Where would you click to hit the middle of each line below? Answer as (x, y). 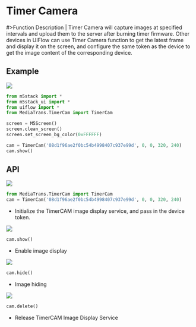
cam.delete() (22, 306)
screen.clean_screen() (34, 129)
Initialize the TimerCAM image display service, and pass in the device (100, 211)
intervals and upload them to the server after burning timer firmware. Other (98, 33)
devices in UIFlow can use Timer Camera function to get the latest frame (95, 40)
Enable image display (41, 251)
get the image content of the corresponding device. (69, 52)
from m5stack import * (34, 96)
